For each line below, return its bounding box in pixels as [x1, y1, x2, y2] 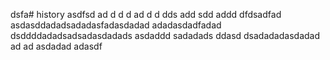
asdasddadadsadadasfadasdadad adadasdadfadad [10, 19, 222, 31]
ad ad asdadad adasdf [10, 40, 103, 52]
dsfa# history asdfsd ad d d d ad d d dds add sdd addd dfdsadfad [10, 9, 282, 20]
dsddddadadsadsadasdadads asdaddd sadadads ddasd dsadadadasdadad [10, 30, 320, 41]
